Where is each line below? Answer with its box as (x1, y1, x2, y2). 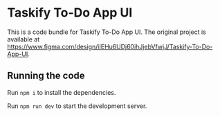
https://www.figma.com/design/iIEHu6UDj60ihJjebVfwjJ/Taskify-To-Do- (7, 42, 213, 51)
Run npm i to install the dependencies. (7, 88, 116, 96)
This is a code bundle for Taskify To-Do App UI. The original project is (7, 28, 206, 36)
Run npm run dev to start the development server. (7, 102, 147, 110)
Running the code (7, 70, 85, 82)
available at (7, 35, 40, 43)
